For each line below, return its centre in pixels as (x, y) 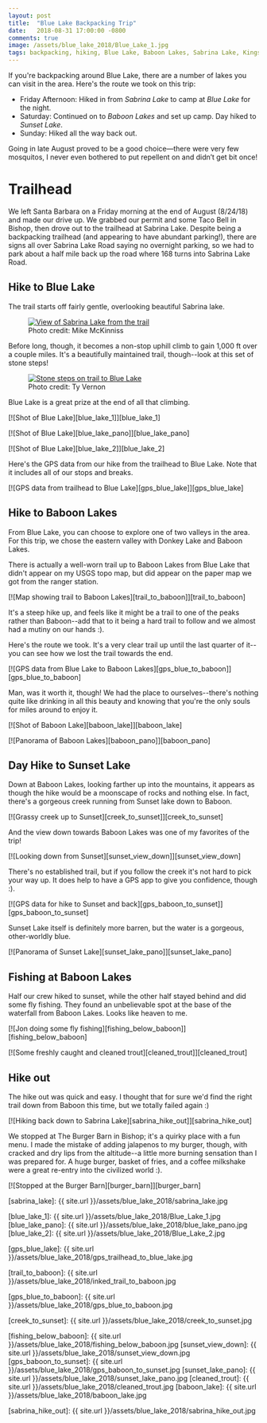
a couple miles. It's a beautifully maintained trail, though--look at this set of (131, 354)
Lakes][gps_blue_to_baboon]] (183, 668)
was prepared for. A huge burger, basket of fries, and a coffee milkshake (127, 1162)
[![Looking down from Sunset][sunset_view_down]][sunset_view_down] (124, 856)
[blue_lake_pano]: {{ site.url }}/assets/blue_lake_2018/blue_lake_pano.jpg (128, 1225)
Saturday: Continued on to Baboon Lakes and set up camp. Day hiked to (138, 116)
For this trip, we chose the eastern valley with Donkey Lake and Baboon (126, 541)
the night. (35, 108)
